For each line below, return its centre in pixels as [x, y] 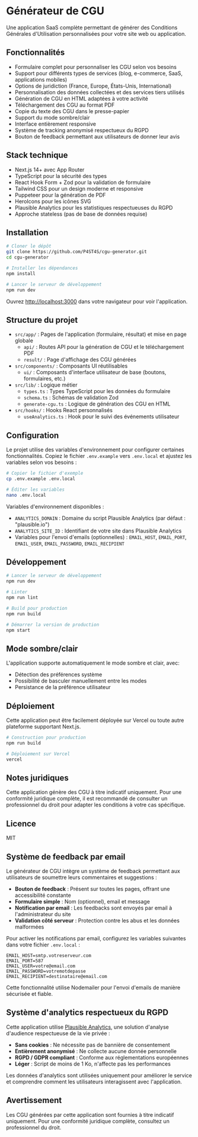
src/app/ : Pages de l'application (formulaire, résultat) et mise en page [100, 334]
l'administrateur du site [43, 914]
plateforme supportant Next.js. [44, 727]
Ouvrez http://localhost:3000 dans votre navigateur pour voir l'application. [97, 301]
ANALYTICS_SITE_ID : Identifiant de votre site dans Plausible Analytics [98, 531]
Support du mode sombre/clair [52, 117]
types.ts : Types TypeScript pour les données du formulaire [97, 391]
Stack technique [37, 155]
